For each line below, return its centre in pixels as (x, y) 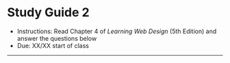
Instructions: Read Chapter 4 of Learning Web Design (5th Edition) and (117, 31)
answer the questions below (57, 38)
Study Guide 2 (49, 13)
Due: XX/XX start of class (53, 45)
